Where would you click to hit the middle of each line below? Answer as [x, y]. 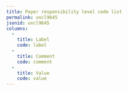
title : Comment [36, 56]
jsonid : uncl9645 [28, 23]
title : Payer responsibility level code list [64, 12]
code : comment [35, 62]
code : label [32, 45]
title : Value [33, 73]
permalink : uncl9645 [32, 17]
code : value [32, 78]
